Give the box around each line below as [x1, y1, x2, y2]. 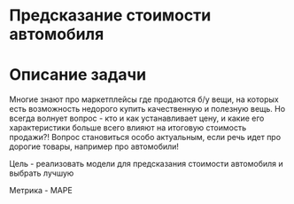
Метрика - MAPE [9, 185, 73, 196]
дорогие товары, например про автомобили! [9, 141, 180, 152]
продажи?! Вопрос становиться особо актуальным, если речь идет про [9, 132, 282, 143]
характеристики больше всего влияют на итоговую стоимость [9, 122, 246, 133]
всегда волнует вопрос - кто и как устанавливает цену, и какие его [9, 113, 265, 124]
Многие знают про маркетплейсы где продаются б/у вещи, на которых [9, 94, 279, 105]
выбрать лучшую [9, 168, 74, 178]
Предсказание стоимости [9, 5, 212, 26]
